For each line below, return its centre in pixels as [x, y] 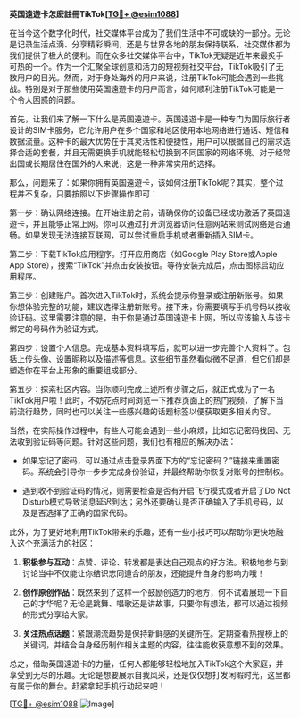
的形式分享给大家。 [58, 614]
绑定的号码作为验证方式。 [56, 329]
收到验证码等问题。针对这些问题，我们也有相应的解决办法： [126, 442]
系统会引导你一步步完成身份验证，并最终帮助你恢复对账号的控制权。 [163, 472]
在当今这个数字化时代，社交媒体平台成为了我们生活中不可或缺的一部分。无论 [150, 33]
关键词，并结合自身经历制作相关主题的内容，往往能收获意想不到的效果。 [155, 645]
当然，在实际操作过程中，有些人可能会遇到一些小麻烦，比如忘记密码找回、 [146, 430]
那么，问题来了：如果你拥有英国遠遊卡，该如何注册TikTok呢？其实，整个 [143, 183]
